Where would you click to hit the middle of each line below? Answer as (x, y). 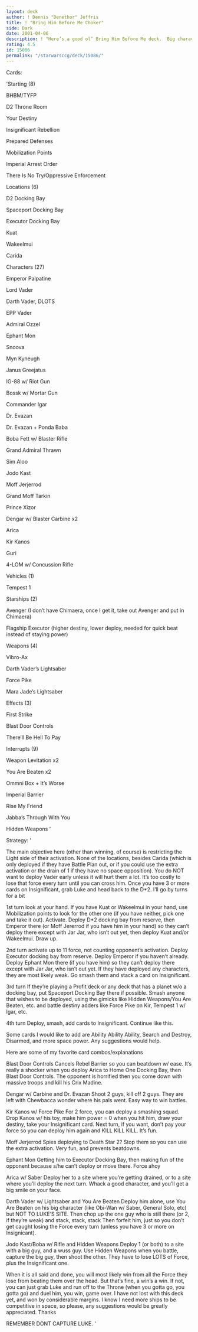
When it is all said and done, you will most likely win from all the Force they (97, 1274)
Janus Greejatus (26, 370)
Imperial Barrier (25, 794)
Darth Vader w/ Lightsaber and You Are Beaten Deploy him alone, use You (96, 1201)
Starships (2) (22, 599)
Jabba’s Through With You (38, 817)
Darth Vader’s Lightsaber (36, 669)
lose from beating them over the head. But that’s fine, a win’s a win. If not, (95, 1281)
